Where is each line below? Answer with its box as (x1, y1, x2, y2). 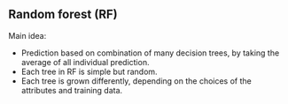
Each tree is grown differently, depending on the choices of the (20, 75, 252, 86)
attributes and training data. (20, 85, 123, 95)
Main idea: (8, 30, 47, 41)
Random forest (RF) (8, 7, 118, 22)
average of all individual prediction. (20, 56, 150, 67)
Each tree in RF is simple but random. (20, 66, 158, 77)
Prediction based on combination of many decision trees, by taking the (20, 48, 280, 58)
